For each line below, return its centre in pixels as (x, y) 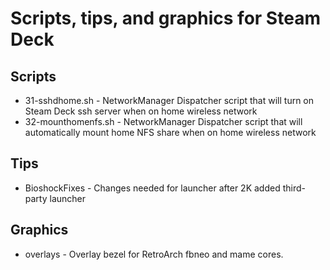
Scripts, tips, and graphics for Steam (165, 18)
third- (294, 188)
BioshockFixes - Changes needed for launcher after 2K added (152, 188)
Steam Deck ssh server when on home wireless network (141, 111)
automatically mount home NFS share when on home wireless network (170, 132)
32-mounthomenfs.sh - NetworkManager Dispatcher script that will (163, 121)
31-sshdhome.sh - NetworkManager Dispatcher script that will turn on (169, 100)
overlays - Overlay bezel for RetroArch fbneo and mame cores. (154, 254)
